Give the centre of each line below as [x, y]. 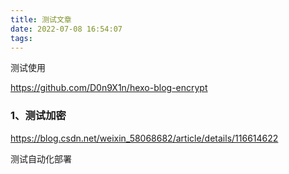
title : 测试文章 [41, 19]
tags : [21, 38]
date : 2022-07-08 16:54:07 [66, 29]
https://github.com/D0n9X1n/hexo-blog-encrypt [109, 88]
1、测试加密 [38, 116]
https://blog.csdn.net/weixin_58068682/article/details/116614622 [144, 138]
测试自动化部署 [41, 158]
